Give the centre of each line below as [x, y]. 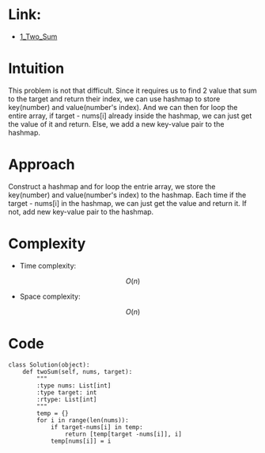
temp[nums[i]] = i [81, 441]
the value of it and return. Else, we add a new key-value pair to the [116, 124]
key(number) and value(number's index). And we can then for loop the [123, 107]
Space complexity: [50, 296]
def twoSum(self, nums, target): [78, 371]
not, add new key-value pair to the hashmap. [81, 211]
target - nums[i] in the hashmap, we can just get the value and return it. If [127, 203]
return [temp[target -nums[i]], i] [123, 434]
